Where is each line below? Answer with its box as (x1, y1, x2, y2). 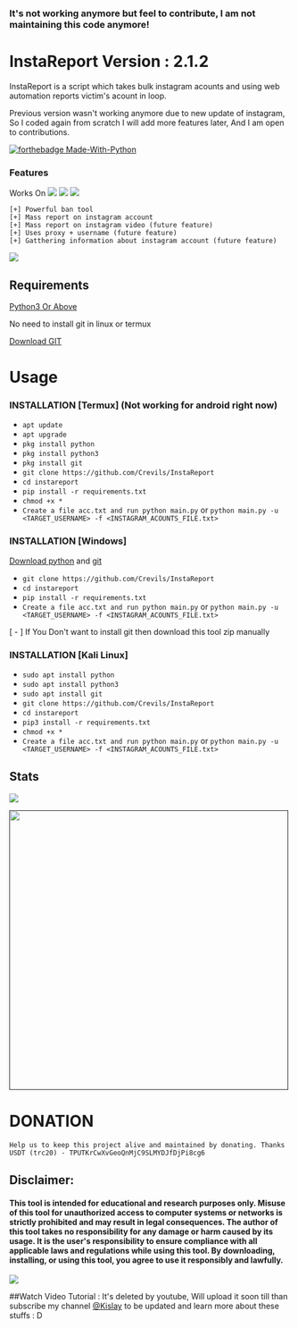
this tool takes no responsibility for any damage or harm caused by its (9, 1226, 274, 1237)
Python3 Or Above (9, 300, 78, 311)
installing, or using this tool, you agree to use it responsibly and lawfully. (9, 1255, 284, 1265)
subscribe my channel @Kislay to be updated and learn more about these (9, 1300, 279, 1312)
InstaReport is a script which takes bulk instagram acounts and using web (9, 80, 280, 91)
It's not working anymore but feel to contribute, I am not (9, 7, 256, 20)
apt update (21, 421, 63, 430)
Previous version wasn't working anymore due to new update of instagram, (9, 107, 286, 118)
